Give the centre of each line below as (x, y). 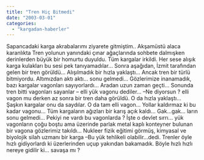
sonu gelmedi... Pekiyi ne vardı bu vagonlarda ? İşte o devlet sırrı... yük (95, 118)
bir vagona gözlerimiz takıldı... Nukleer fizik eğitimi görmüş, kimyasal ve (96, 131)
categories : (21, 23)
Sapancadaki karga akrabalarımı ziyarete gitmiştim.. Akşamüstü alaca (93, 46)
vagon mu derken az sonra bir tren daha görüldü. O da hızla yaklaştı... (94, 98)
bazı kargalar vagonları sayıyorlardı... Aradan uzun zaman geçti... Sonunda (100, 85)
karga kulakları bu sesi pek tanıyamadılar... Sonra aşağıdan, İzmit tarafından (101, 66)
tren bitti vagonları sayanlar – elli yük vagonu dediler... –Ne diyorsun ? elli (98, 92)
